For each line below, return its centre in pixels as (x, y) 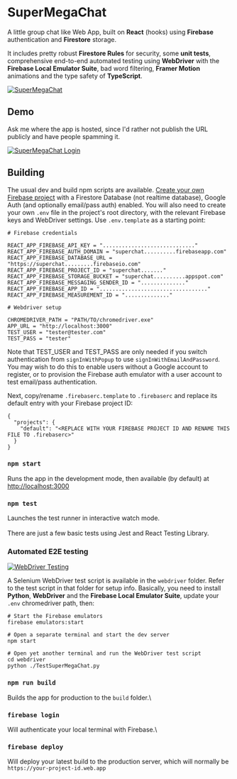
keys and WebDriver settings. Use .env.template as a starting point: (106, 220)
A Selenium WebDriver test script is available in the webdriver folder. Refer (116, 581)
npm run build (32, 683)
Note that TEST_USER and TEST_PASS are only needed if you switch (107, 351)
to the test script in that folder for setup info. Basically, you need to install (114, 588)
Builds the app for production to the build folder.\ (79, 697)
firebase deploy (35, 747)
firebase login (34, 715)
